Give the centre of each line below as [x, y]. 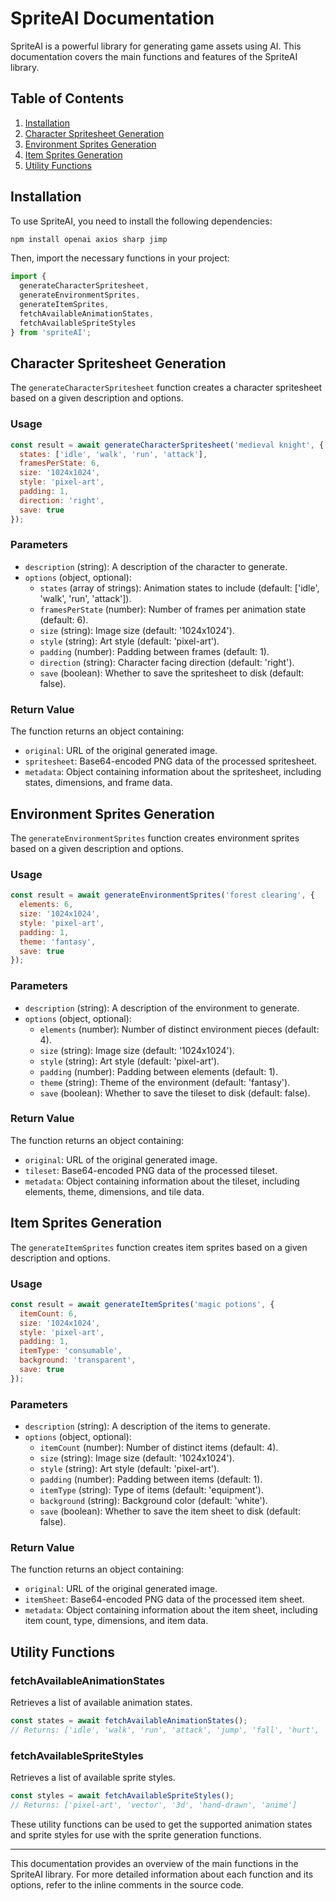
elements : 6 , [46, 905]
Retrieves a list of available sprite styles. [93, 1778]
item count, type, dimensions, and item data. [116, 1621]
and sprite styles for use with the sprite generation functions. [136, 1834]
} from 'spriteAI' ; [51, 332]
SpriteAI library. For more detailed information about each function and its [162, 1874]
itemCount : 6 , [48, 1313]
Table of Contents [67, 98]
